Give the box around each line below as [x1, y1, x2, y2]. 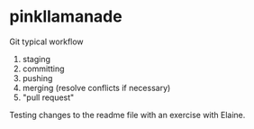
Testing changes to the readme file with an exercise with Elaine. [9, 109, 246, 120]
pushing [22, 72, 53, 83]
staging [22, 53, 51, 64]
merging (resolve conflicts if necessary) [22, 82, 171, 93]
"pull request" [22, 92, 75, 103]
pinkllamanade [9, 6, 123, 27]
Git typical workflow [9, 36, 84, 47]
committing [22, 63, 65, 74]
